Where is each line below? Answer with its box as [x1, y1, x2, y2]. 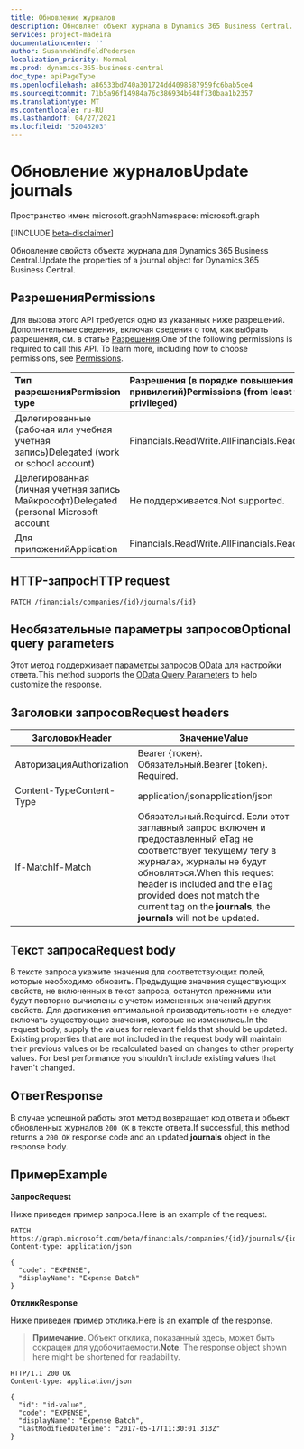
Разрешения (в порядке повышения [129, 374, 294, 386]
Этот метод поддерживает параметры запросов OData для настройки [10, 660, 282, 670]
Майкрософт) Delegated [14, 494, 118, 506]
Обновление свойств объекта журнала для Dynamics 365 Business [10, 245, 269, 255]
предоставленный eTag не [137, 833, 253, 845]
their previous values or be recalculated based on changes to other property [10, 1043, 294, 1054]
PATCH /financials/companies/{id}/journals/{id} [10, 597, 197, 606]
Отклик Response [10, 1297, 78, 1308]
